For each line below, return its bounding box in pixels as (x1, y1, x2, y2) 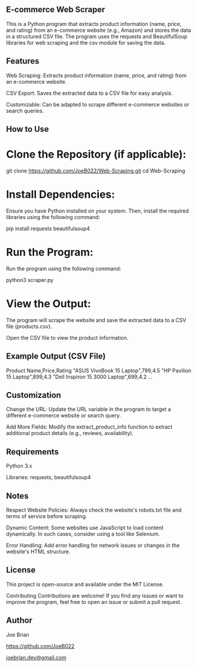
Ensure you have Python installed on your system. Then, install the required (6, 207, 189, 214)
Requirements (6, 447, 59, 457)
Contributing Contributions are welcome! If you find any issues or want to (6, 592, 184, 599)
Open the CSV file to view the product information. (6, 334, 129, 341)
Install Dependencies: (6, 188, 115, 201)
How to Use (6, 124, 49, 134)
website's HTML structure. (6, 548, 71, 555)
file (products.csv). (6, 323, 52, 330)
